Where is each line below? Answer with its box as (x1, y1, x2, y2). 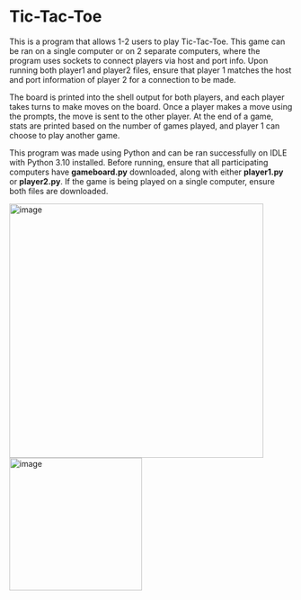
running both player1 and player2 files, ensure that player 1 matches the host (9, 65, 292, 76)
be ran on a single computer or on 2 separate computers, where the (9, 45, 261, 56)
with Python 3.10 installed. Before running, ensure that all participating (9, 157, 269, 167)
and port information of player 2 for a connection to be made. (9, 74, 236, 85)
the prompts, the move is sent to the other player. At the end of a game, (9, 111, 274, 121)
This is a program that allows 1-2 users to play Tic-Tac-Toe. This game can (9, 36, 286, 47)
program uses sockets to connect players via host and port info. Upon (9, 55, 269, 66)
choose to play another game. (9, 130, 120, 140)
